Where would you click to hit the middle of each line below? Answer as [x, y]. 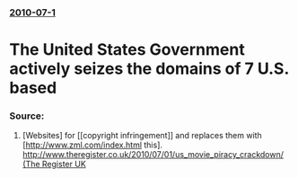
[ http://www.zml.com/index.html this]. [92, 145]
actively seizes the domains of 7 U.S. [149, 69]
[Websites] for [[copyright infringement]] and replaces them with [142, 136]
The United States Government [127, 50]
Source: [27, 116]
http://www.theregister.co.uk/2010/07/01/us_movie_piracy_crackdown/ [153, 155]
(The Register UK [54, 165]
